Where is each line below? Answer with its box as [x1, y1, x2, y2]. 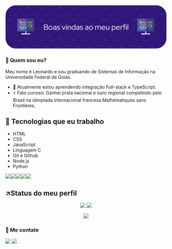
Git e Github [12, 153, 38, 159]
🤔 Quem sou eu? [5, 57, 47, 64]
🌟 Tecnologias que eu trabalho [5, 117, 104, 126]
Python [12, 163, 28, 170]
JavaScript [12, 141, 36, 148]
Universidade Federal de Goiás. [5, 74, 72, 80]
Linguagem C [12, 147, 41, 153]
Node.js [12, 158, 30, 164]
